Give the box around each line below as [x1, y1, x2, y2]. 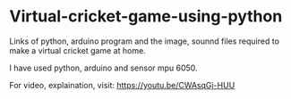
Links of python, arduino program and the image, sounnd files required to [9, 36, 280, 46]
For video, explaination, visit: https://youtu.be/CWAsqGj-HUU [9, 79, 235, 90]
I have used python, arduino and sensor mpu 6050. [9, 62, 199, 73]
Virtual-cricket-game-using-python [9, 6, 283, 27]
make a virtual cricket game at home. [9, 45, 146, 55]
